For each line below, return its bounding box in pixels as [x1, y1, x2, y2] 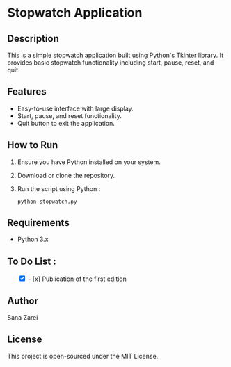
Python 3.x [17, 235, 49, 244]
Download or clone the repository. [17, 171, 115, 179]
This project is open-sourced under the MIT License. [7, 352, 159, 360]
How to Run [7, 139, 58, 151]
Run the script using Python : [17, 184, 101, 193]
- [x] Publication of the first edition [27, 275, 127, 283]
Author [7, 295, 38, 307]
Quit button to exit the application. [17, 119, 115, 127]
